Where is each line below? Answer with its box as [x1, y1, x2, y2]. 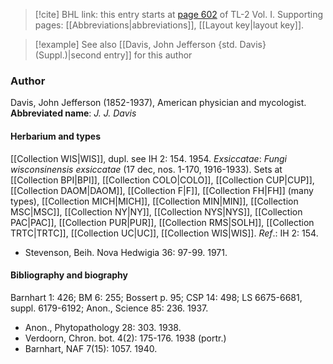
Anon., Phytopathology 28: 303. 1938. [24, 321, 182, 333]
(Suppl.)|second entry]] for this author [34, 49, 193, 61]
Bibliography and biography [10, 269, 128, 281]
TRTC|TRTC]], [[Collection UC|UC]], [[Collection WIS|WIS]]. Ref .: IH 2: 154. [10, 227, 319, 239]
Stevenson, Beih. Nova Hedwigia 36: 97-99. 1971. [24, 246, 228, 258]
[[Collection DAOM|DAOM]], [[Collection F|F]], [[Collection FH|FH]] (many [10, 184, 314, 196]
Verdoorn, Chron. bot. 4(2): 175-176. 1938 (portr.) [24, 332, 227, 344]
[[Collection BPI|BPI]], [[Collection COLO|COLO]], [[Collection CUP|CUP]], [10, 174, 315, 186]
